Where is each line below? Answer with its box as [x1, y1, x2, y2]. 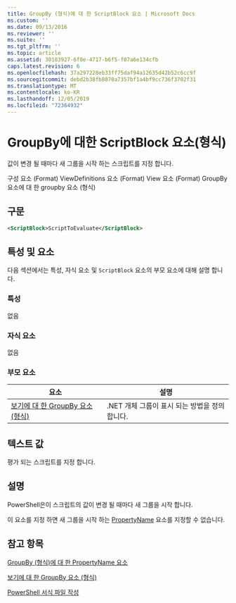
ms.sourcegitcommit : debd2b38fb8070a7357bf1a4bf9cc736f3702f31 [7, 75, 197, 83]
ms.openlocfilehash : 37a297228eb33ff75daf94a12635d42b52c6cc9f [7, 69, 197, 76]
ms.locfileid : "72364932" [7, 102, 83, 109]
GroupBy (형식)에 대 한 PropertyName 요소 [7, 558, 129, 566]
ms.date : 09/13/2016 [7, 23, 68, 30]
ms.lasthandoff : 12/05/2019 [7, 96, 90, 103]
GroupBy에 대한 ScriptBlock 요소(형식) [7, 135, 227, 151]
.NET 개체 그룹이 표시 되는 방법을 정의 [106, 401, 225, 411]
